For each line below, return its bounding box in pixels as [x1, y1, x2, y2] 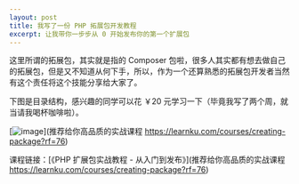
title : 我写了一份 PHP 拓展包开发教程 [9, 21, 137, 30]
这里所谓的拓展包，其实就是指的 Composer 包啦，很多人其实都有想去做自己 [9, 55, 287, 66]
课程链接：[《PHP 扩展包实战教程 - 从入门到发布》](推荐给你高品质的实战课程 [9, 155, 286, 165]
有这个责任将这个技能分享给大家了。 [9, 77, 142, 88]
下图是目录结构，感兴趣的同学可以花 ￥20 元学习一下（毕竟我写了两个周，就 [9, 96, 289, 107]
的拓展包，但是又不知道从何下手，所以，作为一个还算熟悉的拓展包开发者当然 [9, 66, 290, 76]
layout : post [9, 12, 58, 22]
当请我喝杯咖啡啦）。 [9, 108, 84, 118]
